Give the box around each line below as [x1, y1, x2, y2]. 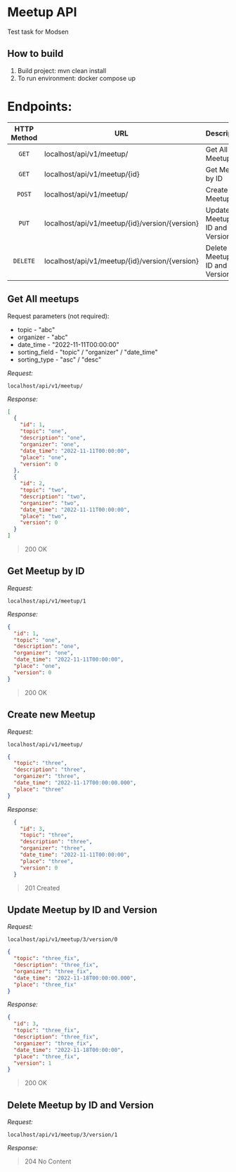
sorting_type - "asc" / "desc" [17, 355, 102, 364]
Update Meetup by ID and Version [7, 904, 158, 916]
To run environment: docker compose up [17, 74, 136, 82]
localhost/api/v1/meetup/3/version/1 [7, 1131, 118, 1138]
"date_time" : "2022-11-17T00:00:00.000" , [13, 779, 137, 786]
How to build [7, 48, 64, 60]
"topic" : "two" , [20, 487, 68, 494]
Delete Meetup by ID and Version [7, 1099, 155, 1111]
